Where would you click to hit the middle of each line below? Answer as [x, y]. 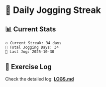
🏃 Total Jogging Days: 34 [32, 47]
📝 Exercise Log [29, 67]
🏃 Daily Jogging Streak [53, 10]
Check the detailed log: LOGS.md [40, 79]
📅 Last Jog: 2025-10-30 [30, 52]
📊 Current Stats [31, 29]
